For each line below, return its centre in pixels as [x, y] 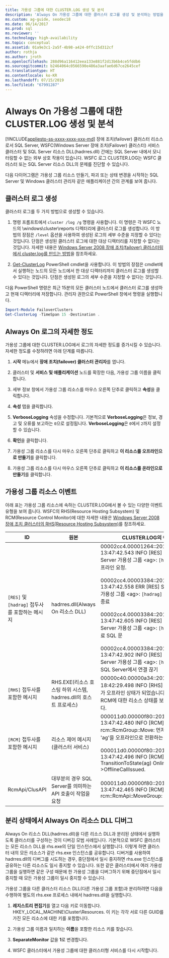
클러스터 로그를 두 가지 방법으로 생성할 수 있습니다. [55, 212]
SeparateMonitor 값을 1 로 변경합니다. [50, 939]
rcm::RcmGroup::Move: [128, 730]
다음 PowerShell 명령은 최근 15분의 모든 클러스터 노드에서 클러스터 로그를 [77, 288]
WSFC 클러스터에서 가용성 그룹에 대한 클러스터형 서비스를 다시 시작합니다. [85, 950]
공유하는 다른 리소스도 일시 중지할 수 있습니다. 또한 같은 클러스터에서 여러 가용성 [84, 865]
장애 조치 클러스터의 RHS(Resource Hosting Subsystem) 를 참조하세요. [75, 524]
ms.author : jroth [23, 57]
